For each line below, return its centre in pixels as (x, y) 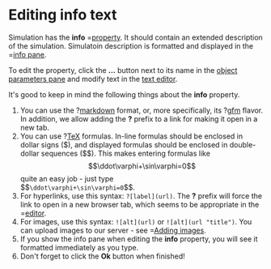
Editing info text (63, 15)
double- (243, 144)
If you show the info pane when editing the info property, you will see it (139, 239)
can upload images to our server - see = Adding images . (113, 230)
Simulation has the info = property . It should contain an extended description (135, 37)
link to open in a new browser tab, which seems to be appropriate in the (140, 204)
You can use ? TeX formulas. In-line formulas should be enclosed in (131, 136)
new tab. (35, 127)
